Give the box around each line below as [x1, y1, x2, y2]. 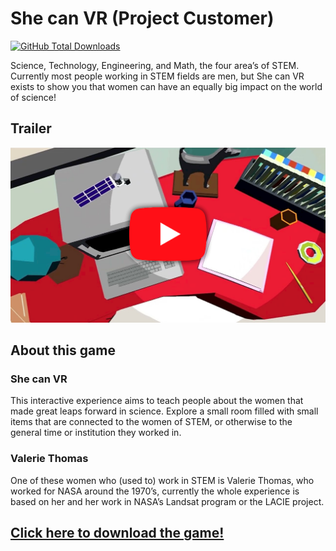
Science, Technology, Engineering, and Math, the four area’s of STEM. [10, 59, 300, 71]
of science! [10, 91, 57, 103]
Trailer [10, 120, 52, 137]
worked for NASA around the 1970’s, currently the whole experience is [10, 485, 300, 497]
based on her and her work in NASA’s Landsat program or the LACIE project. [10, 495, 325, 507]
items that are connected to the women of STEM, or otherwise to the [10, 416, 293, 428]
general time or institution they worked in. [10, 427, 182, 439]
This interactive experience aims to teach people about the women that [10, 395, 304, 407]
